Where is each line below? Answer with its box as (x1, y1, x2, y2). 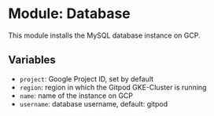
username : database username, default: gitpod (19, 99, 168, 108)
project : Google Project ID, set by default (19, 74, 154, 83)
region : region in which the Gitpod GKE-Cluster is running (19, 82, 207, 92)
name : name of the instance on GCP (19, 91, 134, 100)
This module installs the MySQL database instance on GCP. (8, 31, 201, 40)
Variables (8, 53, 57, 67)
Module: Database (8, 5, 131, 23)
